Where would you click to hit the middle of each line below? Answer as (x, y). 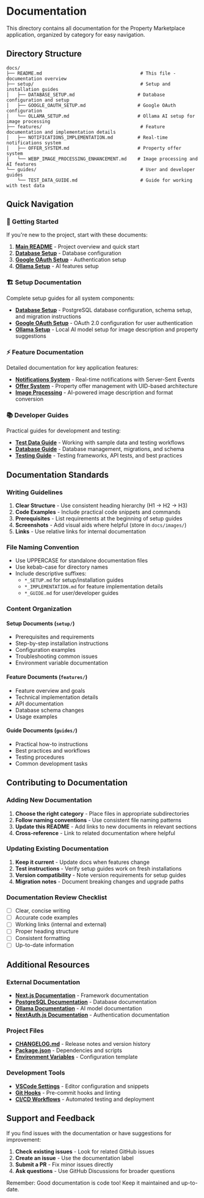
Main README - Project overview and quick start (77, 247)
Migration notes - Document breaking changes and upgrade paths (100, 882)
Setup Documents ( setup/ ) (41, 623)
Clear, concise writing (42, 911)
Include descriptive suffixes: (51, 574)
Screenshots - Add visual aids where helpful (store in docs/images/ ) (101, 525)
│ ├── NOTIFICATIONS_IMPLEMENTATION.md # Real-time (87, 137)
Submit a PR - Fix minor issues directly (64, 1164)
